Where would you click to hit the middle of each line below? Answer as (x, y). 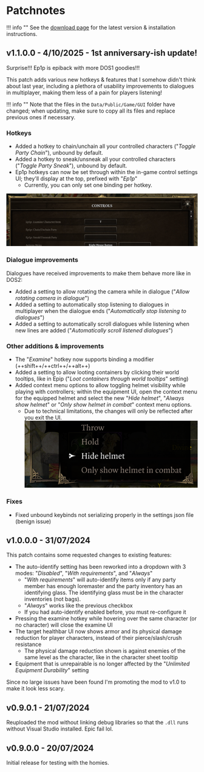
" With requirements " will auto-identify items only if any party (100, 580)
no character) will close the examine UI (64, 625)
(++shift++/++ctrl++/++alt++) (53, 365)
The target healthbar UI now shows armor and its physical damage (98, 631)
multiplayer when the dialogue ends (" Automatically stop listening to (100, 311)
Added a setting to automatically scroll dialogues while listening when (102, 324)
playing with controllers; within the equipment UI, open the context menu (106, 391)
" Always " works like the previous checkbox (78, 606)
